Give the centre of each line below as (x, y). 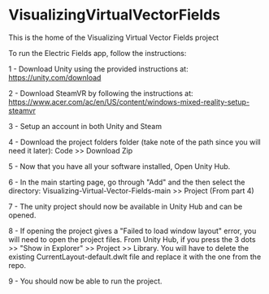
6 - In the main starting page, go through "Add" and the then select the (127, 182)
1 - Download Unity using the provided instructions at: (98, 69)
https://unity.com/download (55, 77)
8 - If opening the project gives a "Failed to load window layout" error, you (132, 231)
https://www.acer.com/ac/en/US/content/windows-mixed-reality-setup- (129, 102)
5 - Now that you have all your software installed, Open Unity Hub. (119, 166)
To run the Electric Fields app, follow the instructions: (98, 53)
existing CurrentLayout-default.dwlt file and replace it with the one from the (135, 257)
